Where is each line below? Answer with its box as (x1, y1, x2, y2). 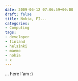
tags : (5, 30, 16, 35)
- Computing (5, 26, 29, 30)
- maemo (5, 48, 21, 53)
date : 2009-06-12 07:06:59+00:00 (5, 7, 74, 12)
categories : (5, 21, 29, 26)
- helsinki (5, 44, 27, 49)
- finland (5, 39, 26, 44)
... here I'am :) (5, 71, 33, 77)
